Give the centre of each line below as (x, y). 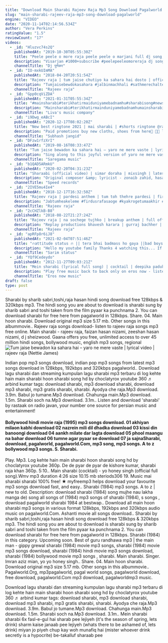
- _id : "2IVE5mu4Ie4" (32, 187)
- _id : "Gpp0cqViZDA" (32, 94)
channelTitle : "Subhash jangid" (48, 136)
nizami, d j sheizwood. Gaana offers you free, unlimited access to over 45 (81, 337)
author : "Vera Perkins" (30, 29)
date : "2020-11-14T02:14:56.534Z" (41, 24)
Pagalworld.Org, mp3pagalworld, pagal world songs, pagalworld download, (83, 572)
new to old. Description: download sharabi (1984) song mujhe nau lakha (79, 492)
